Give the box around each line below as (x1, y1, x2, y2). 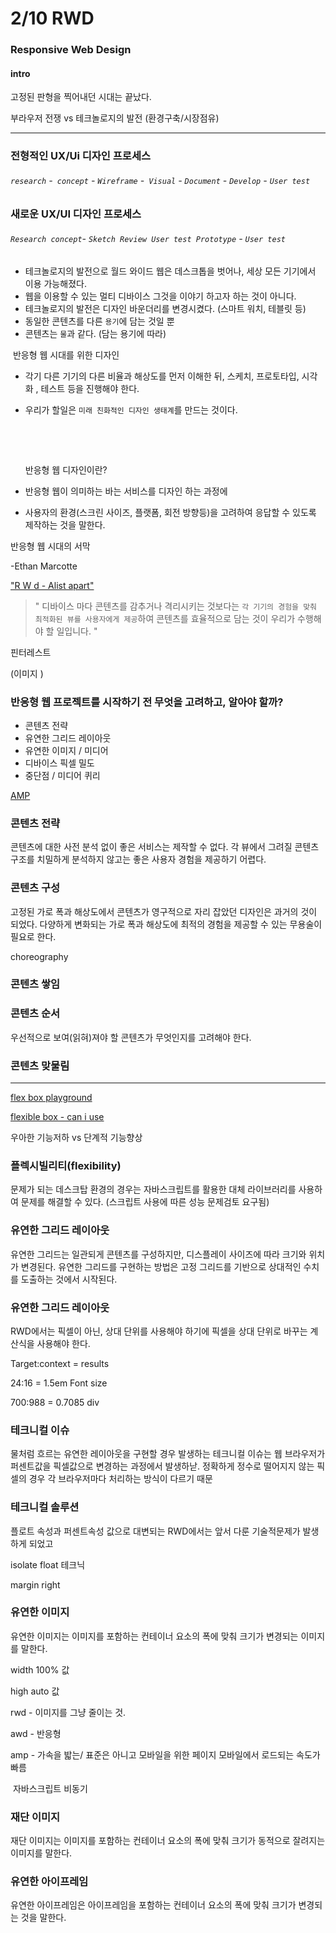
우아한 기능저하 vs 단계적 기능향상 (10, 1132, 143, 1144)
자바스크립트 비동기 (12, 1782, 88, 1794)
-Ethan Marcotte (10, 560, 78, 572)
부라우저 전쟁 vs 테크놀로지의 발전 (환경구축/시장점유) (10, 112, 220, 124)
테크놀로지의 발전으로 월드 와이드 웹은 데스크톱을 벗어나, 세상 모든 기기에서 (24, 265, 317, 277)
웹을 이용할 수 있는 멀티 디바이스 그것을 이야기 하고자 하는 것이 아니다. (24, 290, 297, 302)
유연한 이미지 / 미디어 (24, 744, 109, 756)
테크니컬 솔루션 (10, 1500, 80, 1514)
